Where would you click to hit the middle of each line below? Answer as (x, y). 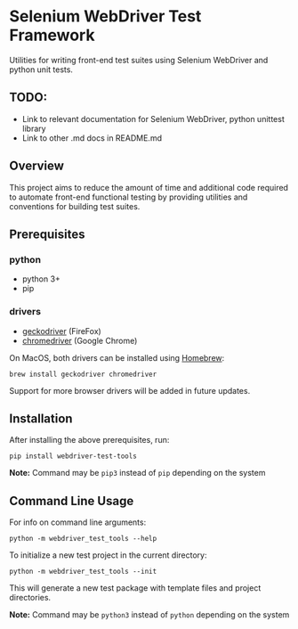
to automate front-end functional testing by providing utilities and (129, 197)
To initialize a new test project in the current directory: (108, 555)
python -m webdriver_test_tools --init (83, 572)
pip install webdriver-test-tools (73, 456)
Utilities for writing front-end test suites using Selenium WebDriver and (139, 60)
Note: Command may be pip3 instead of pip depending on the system (137, 473)
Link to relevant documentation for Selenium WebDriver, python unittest (153, 118)
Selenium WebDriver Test (105, 16)
